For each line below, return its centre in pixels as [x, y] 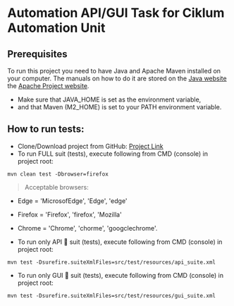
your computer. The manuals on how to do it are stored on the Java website [117, 78]
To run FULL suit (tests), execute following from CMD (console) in [112, 154]
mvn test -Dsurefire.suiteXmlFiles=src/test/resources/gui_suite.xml [112, 295]
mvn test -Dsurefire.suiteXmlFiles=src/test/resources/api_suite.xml [112, 262]
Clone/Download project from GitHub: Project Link [90, 146]
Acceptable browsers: [57, 187]
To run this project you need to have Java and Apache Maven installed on [114, 71]
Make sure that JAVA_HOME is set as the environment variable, [109, 99]
